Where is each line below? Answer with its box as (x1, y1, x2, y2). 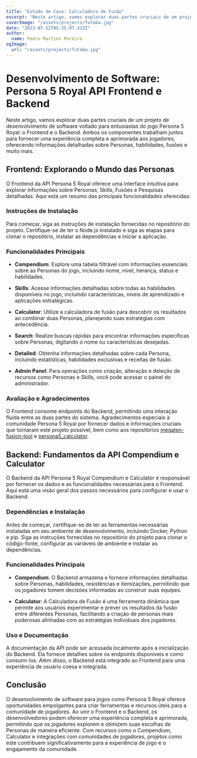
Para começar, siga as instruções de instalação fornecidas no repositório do (6, 220, 191, 227)
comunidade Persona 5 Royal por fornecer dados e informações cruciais (6, 420, 182, 427)
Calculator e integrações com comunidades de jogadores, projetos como (6, 733, 182, 740)
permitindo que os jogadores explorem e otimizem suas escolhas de (6, 720, 171, 728)
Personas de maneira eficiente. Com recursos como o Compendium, (6, 726, 172, 733)
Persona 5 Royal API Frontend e (6, 84, 162, 97)
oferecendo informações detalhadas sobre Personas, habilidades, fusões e (6, 141, 188, 148)
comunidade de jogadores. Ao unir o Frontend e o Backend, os (6, 708, 158, 715)
